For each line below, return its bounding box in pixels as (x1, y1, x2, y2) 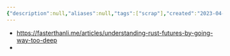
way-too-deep (16, 36, 58, 44)
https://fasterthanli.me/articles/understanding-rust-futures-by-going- (16, 29, 214, 37)
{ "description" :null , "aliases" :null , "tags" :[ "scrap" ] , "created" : (6, 10, 197, 17)
